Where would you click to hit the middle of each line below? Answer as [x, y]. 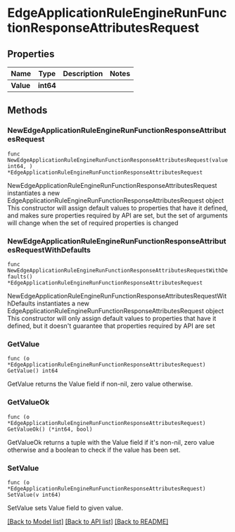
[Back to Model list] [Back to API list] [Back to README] [88, 521]
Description [83, 74]
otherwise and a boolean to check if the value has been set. [94, 450]
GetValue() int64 [33, 371]
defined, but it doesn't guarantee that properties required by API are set [111, 326]
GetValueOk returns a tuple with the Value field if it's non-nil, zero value [111, 442]
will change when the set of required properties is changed [93, 222]
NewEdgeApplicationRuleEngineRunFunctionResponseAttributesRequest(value [118, 160]
